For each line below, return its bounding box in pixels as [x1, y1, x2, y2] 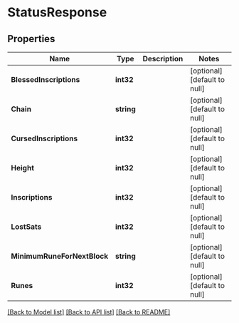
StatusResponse [7, 4, 107, 21]
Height [11, 163, 34, 173]
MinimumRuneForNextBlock [11, 251, 109, 261]
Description [142, 54, 184, 63]
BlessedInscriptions [11, 75, 80, 84]
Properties [7, 33, 55, 45]
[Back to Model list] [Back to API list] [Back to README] [7, 308, 171, 316]
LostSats [11, 222, 42, 232]
